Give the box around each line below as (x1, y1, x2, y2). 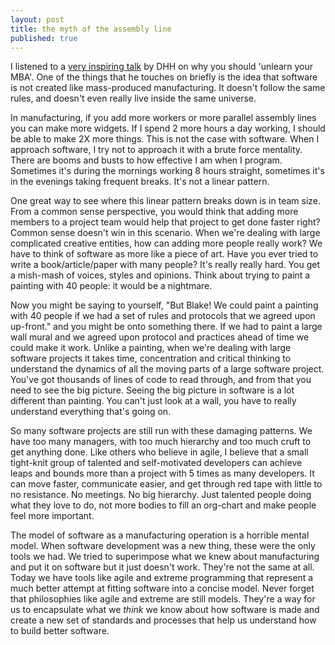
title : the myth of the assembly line (10, 24, 172, 34)
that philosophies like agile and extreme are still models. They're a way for (10, 593, 316, 605)
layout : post (10, 14, 65, 25)
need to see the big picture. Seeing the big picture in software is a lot (10, 384, 295, 396)
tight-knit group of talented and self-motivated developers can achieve (10, 457, 303, 469)
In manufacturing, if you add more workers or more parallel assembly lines (10, 112, 317, 124)
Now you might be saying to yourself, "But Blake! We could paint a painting (10, 299, 319, 311)
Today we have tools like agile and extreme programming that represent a (10, 572, 314, 584)
